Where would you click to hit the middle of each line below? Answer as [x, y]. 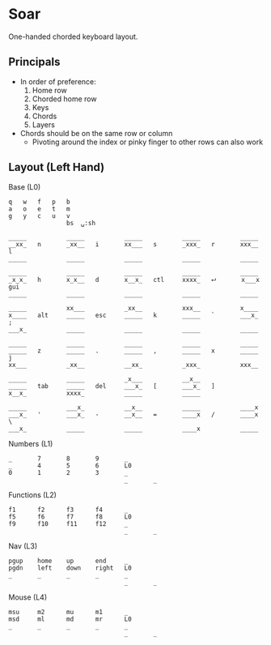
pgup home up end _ [68, 561]
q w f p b [39, 202]
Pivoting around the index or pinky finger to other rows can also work [148, 142]
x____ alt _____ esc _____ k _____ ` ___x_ [133, 315]
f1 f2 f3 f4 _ [68, 510]
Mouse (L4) [28, 597]
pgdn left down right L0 [70, 568]
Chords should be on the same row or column [96, 133]
